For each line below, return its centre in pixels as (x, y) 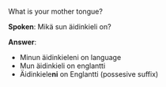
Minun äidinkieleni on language (70, 57)
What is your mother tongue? (55, 11)
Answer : (23, 42)
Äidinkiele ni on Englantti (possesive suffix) (89, 74)
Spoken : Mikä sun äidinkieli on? (60, 26)
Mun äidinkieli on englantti (62, 66)
